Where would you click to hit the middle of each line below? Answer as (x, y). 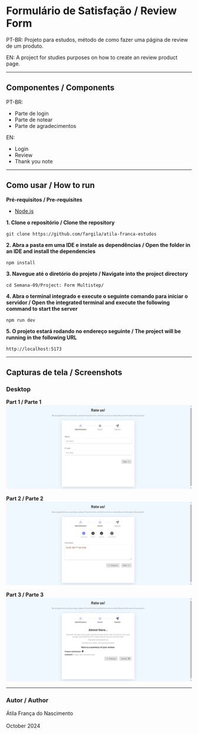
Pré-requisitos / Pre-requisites (44, 199)
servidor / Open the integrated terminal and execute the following (88, 302)
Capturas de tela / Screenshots (64, 372)
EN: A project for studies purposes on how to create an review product (92, 57)
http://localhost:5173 (34, 349)
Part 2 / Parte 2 (25, 498)
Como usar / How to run (51, 185)
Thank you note (34, 161)
